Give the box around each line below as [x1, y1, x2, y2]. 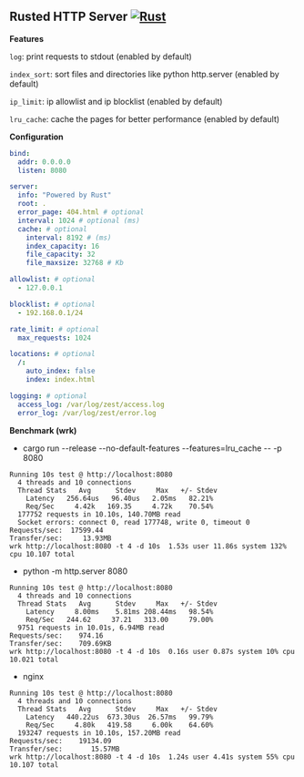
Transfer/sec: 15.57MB [9, 744, 120, 753]
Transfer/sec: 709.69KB [9, 639, 112, 648]
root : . [17, 199, 47, 209]
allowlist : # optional [9, 275, 96, 284]
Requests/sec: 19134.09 [9, 736, 112, 745]
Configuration [9, 131, 64, 142]
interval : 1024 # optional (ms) [17, 216, 141, 225]
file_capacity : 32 [25, 250, 96, 260]
